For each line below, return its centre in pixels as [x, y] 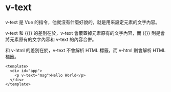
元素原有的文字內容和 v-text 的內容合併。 [53, 39]
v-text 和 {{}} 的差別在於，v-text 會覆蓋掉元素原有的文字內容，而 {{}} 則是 [83, 33]
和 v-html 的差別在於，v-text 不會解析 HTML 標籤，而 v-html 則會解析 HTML [85, 50]
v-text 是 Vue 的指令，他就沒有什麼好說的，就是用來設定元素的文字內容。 [83, 22]
